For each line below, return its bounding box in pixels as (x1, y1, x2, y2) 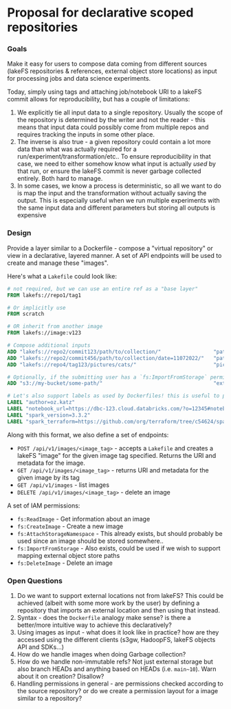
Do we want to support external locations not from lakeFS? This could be (16, 591, 224, 599)
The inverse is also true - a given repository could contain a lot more (16, 138, 211, 146)
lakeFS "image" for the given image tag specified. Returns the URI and (16, 451, 217, 459)
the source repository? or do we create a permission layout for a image (16, 686, 219, 695)
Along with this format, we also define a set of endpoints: (7, 430, 169, 439)
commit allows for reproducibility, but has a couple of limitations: (7, 95, 190, 103)
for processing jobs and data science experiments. (7, 74, 151, 83)
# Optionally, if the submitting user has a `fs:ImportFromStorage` (7, 374, 208, 381)
